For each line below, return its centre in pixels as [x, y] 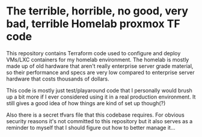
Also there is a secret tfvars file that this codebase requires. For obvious [95, 115]
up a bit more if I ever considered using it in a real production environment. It [101, 97]
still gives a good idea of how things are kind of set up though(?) [86, 103]
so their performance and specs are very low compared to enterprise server [100, 72]
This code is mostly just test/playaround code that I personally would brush [99, 90]
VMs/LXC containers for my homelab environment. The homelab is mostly [98, 59]
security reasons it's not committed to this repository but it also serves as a [99, 121]
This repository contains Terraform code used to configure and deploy [93, 53]
